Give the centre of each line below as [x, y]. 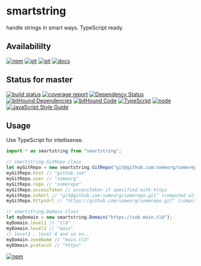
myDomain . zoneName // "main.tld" [48, 240]
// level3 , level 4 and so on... [49, 234]
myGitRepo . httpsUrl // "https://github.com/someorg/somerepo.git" [91, 201]
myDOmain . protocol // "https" [44, 245]
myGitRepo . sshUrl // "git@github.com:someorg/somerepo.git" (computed [96, 195]
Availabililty [29, 46]
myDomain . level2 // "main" [40, 228]
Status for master [39, 80]
